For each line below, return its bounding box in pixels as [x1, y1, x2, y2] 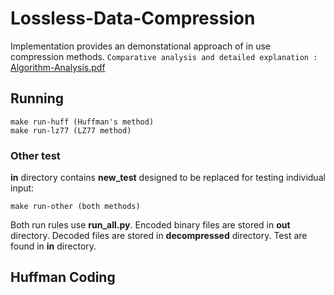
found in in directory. [10, 240, 97, 252]
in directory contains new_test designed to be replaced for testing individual [10, 172, 326, 184]
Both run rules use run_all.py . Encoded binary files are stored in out [10, 219, 291, 231]
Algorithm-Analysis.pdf [10, 61, 106, 73]
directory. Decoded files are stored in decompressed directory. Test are [10, 230, 308, 242]
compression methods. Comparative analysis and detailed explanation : [10, 50, 318, 62]
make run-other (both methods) [10, 202, 141, 212]
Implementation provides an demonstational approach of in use [10, 40, 272, 52]
